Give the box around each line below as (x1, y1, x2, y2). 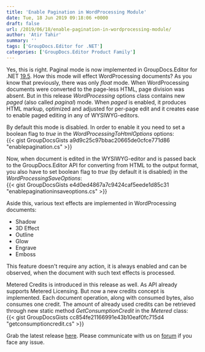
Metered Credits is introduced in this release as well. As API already (6, 281, 178, 288)
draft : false (6, 20, 40, 26)
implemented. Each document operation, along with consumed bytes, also (6, 294, 195, 301)
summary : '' (6, 37, 37, 44)
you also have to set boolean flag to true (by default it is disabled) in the (6, 168, 188, 175)
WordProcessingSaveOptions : (6, 174, 82, 182)
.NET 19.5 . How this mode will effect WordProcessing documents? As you (6, 72, 192, 80)
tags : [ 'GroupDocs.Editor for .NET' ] (6, 44, 103, 50)
